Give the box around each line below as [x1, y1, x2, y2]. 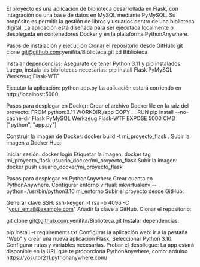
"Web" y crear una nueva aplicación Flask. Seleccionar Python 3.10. [6, 235, 173, 242]
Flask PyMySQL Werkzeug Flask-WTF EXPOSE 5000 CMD [32, 115, 175, 122]
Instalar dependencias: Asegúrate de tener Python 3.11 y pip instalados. [6, 60, 182, 67]
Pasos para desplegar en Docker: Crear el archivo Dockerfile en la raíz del [6, 102, 189, 109]
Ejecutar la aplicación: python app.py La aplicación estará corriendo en [6, 84, 181, 91]
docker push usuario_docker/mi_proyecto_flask [6, 164, 123, 170]
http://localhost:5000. [6, 91, 60, 97]
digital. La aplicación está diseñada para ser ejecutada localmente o [6, 24, 174, 31]
